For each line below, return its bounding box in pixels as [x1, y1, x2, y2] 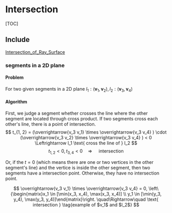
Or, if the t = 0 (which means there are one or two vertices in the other [5, 159, 154, 165]
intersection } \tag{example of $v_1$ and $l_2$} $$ [32, 201, 140, 208]
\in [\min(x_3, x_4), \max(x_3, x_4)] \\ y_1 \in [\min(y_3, [50, 190, 162, 197]
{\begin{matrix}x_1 [10, 190, 49, 197]
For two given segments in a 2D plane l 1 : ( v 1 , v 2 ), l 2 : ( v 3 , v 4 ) [5, 86, 133, 93]
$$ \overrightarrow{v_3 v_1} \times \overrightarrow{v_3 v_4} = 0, [13, 185, 147, 191]
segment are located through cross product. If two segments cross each [5, 115, 158, 121]
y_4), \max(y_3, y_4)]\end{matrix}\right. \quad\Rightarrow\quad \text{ [13, 196, 159, 202]
